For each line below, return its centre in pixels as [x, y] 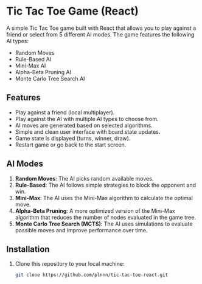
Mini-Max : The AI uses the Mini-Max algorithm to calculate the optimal [104, 198]
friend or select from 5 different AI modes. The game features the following [100, 34]
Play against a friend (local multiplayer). [65, 112]
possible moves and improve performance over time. [81, 230]
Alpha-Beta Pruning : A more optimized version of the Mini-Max [95, 210]
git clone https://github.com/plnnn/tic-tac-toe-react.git [92, 275]
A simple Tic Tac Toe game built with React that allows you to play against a [101, 28]
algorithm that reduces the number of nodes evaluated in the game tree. [106, 217]
